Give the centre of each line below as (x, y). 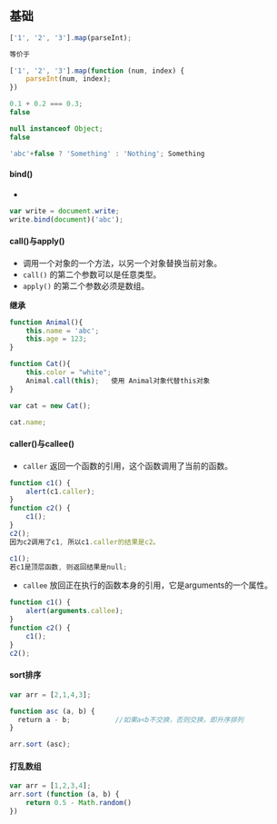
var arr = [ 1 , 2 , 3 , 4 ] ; (50, 786)
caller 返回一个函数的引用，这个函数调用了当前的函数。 (128, 465)
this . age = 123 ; (57, 339)
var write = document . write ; (64, 211)
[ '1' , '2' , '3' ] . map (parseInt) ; (70, 38)
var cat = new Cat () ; (50, 406)
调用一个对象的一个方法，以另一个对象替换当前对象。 (122, 263)
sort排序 (25, 675)
